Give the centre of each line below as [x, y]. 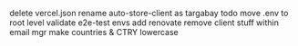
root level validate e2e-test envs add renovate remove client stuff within [144, 23]
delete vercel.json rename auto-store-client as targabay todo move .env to [149, 13]
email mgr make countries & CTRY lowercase [94, 32]
